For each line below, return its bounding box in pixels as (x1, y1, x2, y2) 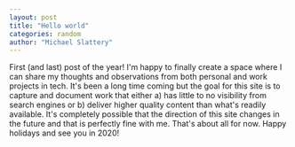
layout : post (9, 12, 58, 22)
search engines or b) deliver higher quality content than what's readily (9, 99, 267, 111)
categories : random (9, 29, 82, 38)
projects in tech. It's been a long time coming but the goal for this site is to (9, 81, 281, 91)
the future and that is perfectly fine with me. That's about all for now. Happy (9, 119, 287, 129)
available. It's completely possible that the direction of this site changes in (9, 109, 280, 120)
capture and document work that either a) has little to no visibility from (9, 90, 267, 101)
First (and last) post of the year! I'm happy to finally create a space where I (9, 62, 283, 73)
